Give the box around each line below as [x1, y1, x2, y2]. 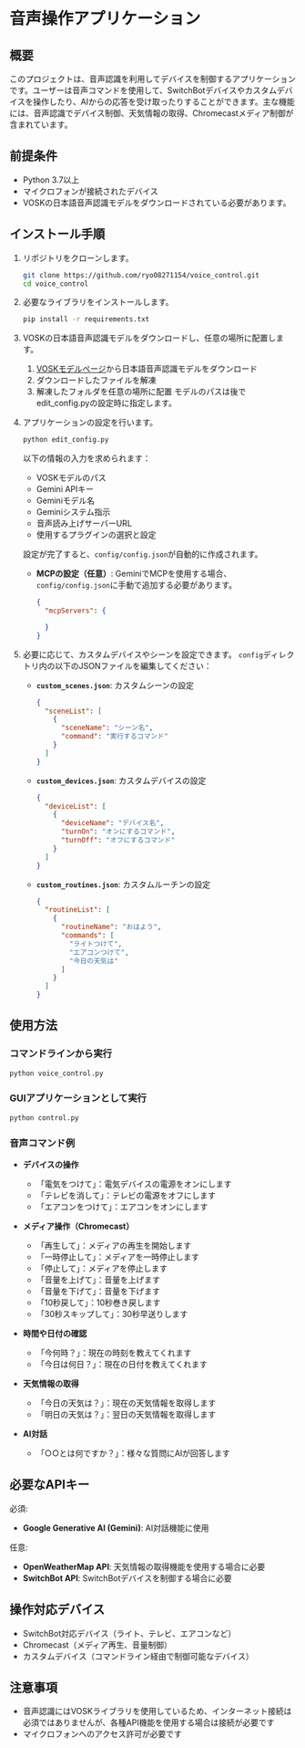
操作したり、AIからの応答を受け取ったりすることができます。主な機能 [33, 97, 296, 107]
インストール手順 [9, 226, 106, 242]
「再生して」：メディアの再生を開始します [36, 1240, 192, 1251]
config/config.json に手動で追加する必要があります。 [36, 580, 238, 591]
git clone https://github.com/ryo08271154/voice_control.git [22, 270, 260, 279]
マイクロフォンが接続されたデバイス [22, 185, 159, 196]
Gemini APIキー [36, 484, 94, 495]
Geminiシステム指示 [36, 507, 111, 518]
